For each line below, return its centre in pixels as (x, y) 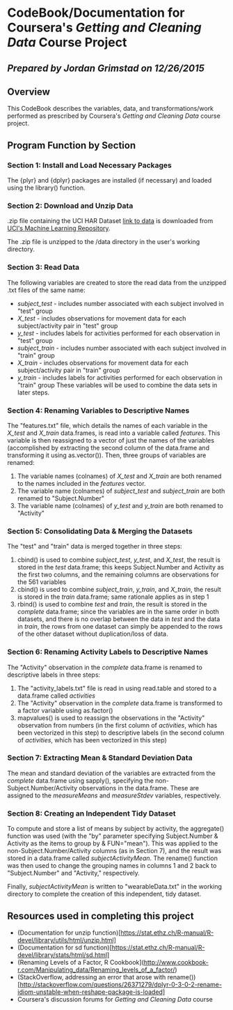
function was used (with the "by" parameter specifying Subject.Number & (113, 836)
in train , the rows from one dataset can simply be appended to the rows (120, 627)
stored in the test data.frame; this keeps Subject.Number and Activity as (121, 567)
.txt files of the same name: (46, 290)
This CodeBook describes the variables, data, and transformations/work (111, 109)
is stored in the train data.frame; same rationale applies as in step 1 (113, 597)
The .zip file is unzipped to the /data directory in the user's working (104, 242)
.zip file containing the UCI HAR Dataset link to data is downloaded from (110, 221)
